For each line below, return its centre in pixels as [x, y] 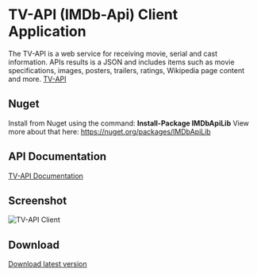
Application [47, 31]
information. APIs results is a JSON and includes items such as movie [122, 62]
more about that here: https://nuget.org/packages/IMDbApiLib [110, 131]
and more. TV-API [37, 79]
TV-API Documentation [46, 176]
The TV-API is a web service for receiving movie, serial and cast [113, 53]
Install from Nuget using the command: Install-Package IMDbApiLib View [129, 123]
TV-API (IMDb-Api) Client [93, 15]
